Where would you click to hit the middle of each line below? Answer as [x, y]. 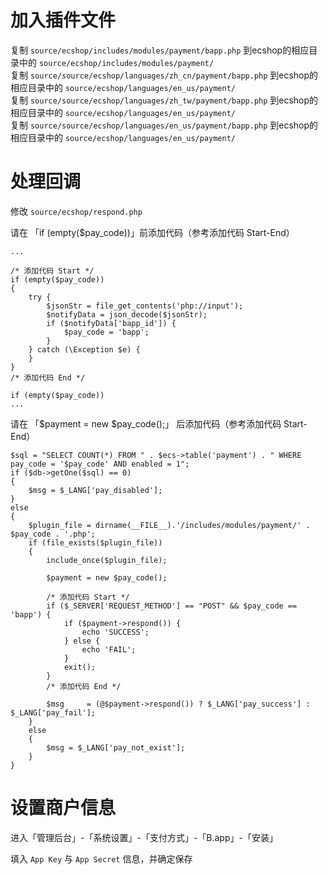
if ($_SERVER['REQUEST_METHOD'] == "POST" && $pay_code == [172, 606]
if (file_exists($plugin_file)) [95, 542]
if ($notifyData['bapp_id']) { [111, 323]
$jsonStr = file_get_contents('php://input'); [145, 306]
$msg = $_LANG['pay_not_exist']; [116, 747]
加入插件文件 [63, 20]
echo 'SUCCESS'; [115, 632]
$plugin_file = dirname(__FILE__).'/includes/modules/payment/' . [169, 525]
